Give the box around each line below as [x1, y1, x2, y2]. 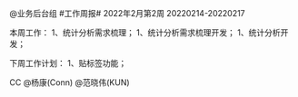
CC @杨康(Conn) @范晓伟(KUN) [9, 77, 130, 88]
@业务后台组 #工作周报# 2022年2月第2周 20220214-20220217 [9, 8, 245, 18]
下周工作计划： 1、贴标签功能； [9, 58, 127, 68]
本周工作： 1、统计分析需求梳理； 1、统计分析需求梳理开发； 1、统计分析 [9, 27, 281, 38]
